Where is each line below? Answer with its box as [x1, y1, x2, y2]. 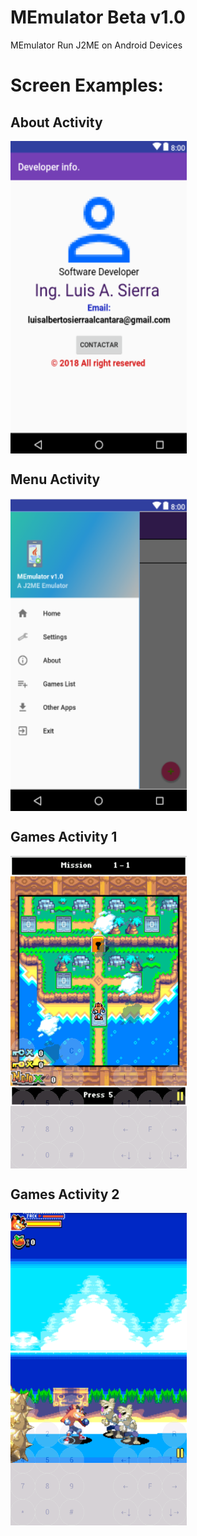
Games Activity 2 [10, 1186, 120, 1203]
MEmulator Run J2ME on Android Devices [10, 39, 183, 51]
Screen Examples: [10, 74, 164, 97]
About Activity [10, 114, 103, 131]
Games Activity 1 [10, 829, 118, 846]
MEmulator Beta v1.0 [10, 6, 186, 29]
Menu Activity [10, 471, 101, 488]
